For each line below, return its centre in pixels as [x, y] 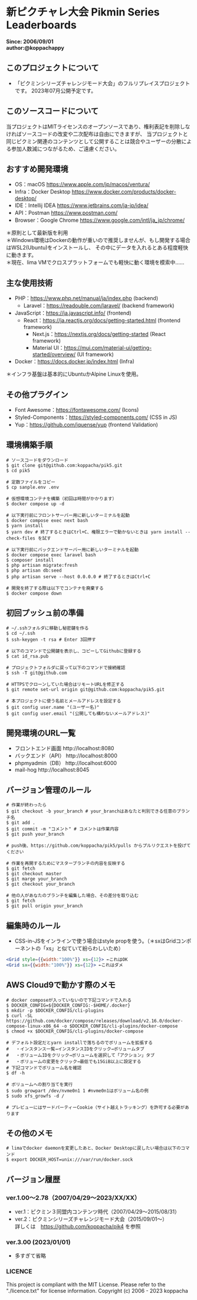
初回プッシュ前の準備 [45, 613]
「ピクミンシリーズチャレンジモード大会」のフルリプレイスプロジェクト [102, 83]
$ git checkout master [34, 874]
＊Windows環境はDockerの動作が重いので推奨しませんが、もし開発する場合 [98, 240]
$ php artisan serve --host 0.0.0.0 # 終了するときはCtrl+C [78, 577]
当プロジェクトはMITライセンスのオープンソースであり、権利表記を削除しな [98, 126]
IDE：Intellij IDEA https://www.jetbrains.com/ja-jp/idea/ [81, 205]
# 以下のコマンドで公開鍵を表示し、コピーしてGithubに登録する [74, 651]
